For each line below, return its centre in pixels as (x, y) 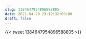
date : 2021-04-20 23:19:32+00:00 (39, 14)
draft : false (18, 18)
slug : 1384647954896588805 (32, 9)
